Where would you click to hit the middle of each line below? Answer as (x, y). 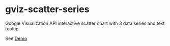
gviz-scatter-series (47, 9)
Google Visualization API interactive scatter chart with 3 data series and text (85, 23)
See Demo (16, 38)
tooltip (12, 28)
